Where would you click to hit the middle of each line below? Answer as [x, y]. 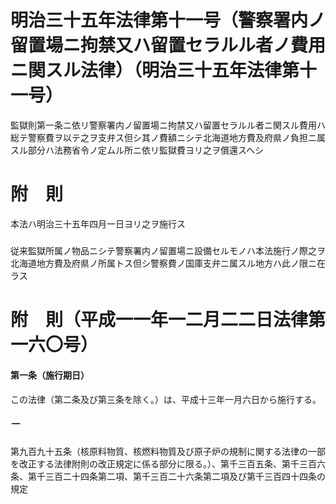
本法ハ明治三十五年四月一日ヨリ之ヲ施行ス [98, 223]
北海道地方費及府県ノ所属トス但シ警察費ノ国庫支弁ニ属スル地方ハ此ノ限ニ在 [168, 263]
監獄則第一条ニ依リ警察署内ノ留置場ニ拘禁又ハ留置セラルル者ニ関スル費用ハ [168, 125]
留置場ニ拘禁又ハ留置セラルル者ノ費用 [168, 45]
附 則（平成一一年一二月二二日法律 [159, 320]
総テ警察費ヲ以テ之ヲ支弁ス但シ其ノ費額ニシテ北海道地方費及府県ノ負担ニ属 [168, 137]
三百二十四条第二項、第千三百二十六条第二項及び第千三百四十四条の [185, 476]
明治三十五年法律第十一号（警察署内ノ [168, 20]
